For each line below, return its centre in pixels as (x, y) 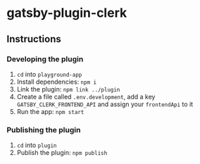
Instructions (34, 39)
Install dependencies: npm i (56, 82)
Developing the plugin (45, 59)
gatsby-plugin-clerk (67, 13)
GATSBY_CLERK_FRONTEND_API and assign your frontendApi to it (105, 104)
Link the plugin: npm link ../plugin (68, 89)
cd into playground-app (49, 74)
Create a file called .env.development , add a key (86, 96)
